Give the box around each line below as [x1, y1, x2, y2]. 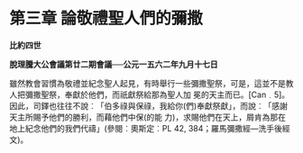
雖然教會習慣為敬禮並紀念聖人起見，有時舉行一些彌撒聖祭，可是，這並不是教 [9, 77, 294, 88]
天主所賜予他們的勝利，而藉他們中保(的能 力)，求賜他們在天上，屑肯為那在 [9, 112, 287, 122]
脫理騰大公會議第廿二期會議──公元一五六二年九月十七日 [9, 58, 218, 69]
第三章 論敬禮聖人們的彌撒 [9, 8, 203, 29]
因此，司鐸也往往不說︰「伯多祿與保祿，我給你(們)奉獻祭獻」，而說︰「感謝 [9, 100, 289, 111]
